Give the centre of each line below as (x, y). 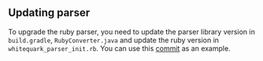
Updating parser (49, 13)
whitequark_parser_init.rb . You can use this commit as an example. (119, 48)
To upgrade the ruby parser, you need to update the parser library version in (132, 31)
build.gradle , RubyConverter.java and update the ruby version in (113, 40)
